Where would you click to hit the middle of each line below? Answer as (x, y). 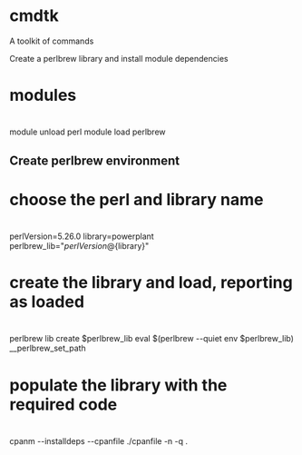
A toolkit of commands (52, 41)
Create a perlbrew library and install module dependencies (119, 58)
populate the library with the (118, 385)
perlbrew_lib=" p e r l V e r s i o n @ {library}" (79, 246)
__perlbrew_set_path (48, 348)
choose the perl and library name (137, 199)
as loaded (47, 302)
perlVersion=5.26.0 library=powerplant (82, 236)
